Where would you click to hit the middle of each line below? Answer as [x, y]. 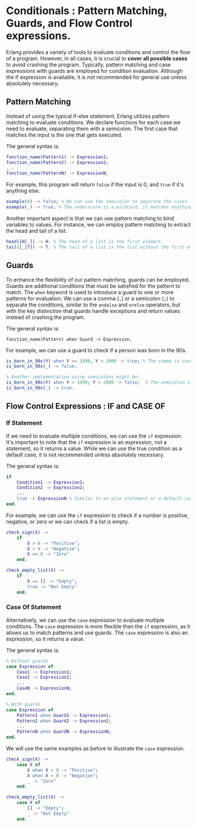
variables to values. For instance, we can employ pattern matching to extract [98, 224]
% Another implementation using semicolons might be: [73, 377]
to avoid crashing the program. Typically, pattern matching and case [89, 64]
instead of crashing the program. [46, 317]
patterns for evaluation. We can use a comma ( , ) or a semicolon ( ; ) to [90, 298]
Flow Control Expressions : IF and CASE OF [86, 406]
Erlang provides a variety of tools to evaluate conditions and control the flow [98, 52]
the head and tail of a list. [37, 231]
